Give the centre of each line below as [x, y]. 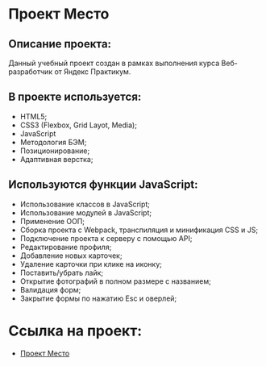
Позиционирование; [55, 151]
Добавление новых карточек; [71, 256]
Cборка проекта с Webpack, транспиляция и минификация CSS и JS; [139, 230]
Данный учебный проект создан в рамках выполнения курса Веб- [123, 63]
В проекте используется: [75, 97]
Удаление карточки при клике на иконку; [91, 264]
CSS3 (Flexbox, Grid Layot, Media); [78, 125]
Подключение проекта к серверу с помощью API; [106, 238]
